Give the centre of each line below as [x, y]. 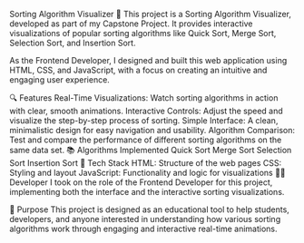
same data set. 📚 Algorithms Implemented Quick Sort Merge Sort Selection [151, 150]
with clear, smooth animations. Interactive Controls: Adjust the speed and [146, 111]
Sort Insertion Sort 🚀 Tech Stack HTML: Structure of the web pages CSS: [146, 163]
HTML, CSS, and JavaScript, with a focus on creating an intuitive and [138, 70]
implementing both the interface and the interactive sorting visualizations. [147, 192]
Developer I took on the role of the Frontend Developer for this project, [141, 182]
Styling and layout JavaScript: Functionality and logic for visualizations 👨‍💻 [147, 173]
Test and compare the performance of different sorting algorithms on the [146, 140]
